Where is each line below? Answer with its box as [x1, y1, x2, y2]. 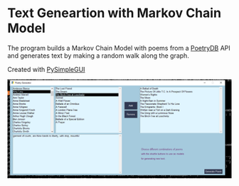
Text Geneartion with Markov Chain [7, 5, 222, 21]
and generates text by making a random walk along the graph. [7, 51, 190, 60]
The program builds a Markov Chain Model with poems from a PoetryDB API [7, 43, 231, 52]
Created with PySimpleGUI [7, 65, 85, 73]
